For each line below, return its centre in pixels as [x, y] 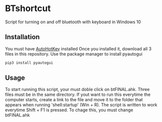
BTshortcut [28, 8]
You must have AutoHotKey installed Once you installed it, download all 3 [78, 48]
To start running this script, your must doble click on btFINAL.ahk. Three [77, 90]
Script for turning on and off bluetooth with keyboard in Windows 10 [73, 22]
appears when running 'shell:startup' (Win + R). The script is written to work [81, 105]
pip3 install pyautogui [29, 63]
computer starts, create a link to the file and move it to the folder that [74, 100]
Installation [22, 37]
